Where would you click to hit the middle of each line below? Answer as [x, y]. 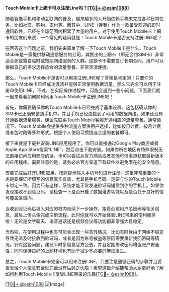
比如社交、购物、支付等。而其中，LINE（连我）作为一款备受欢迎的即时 [87, 25]
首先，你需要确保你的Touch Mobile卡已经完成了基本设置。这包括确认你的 [81, 107]
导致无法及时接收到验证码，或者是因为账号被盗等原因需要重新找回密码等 [80, 238]
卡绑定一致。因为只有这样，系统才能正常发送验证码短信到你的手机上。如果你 [84, 185]
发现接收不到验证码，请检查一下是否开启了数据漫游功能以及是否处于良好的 [82, 192]
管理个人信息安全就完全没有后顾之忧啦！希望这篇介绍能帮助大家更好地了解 [87, 268]
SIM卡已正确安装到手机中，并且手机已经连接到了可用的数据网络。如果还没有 [84, 114]
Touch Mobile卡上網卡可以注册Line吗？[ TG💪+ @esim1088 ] [67, 8]
